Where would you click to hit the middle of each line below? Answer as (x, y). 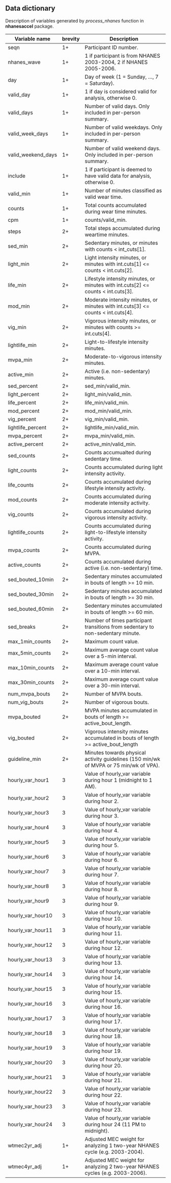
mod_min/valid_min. (108, 411)
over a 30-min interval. (112, 685)
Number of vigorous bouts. (117, 702)
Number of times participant (118, 620)
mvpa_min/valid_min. (110, 435)
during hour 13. (103, 963)
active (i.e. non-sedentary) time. (124, 568)
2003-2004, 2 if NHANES (116, 62)
